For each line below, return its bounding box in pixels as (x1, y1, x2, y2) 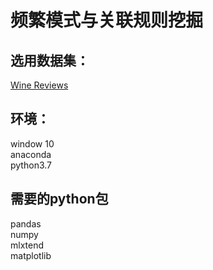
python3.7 (10, 159, 52, 171)
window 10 (10, 137, 55, 150)
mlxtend (10, 239, 45, 251)
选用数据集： (10, 52, 90, 69)
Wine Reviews (10, 79, 69, 91)
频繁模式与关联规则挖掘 (10, 9, 204, 32)
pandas (10, 217, 42, 230)
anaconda (10, 148, 52, 160)
